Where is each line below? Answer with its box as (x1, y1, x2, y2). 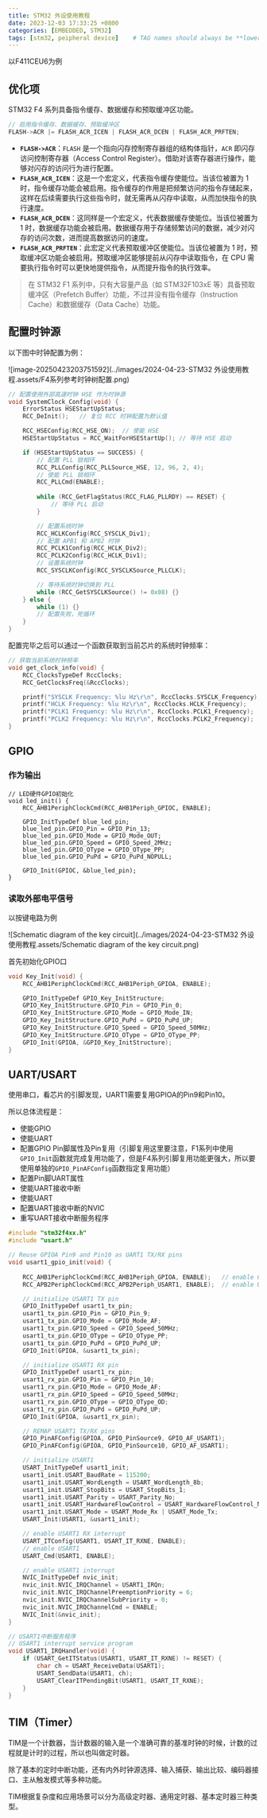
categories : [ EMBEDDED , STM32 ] (8, 26, 112, 34)
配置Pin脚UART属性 (19, 1174, 85, 1183)
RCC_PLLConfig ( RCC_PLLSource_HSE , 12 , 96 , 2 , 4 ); (37, 463, 204, 472)
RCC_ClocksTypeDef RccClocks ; (22, 671, 123, 679)
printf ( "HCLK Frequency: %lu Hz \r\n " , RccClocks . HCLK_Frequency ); (22, 701, 247, 709)
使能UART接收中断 (19, 1183, 81, 1193)
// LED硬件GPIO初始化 (8, 790, 74, 798)
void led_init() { (8, 797, 69, 805)
